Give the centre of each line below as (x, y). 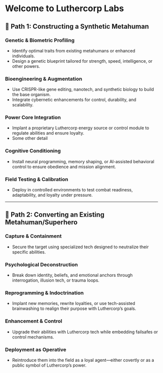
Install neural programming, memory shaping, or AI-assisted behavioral (83, 161)
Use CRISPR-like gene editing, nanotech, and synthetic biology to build (83, 89)
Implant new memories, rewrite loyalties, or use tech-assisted (73, 304)
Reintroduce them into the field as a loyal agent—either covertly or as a (83, 360)
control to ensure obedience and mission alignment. (64, 167)
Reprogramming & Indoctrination (44, 293)
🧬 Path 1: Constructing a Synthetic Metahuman (77, 26)
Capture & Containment (33, 236)
